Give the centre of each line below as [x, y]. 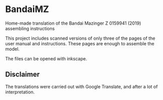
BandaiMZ [27, 9]
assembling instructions [30, 28]
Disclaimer [22, 75]
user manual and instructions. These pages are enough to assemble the [80, 43]
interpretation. [20, 92]
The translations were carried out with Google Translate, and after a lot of [82, 86]
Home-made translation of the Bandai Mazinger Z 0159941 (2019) [73, 23]
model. [12, 49]
